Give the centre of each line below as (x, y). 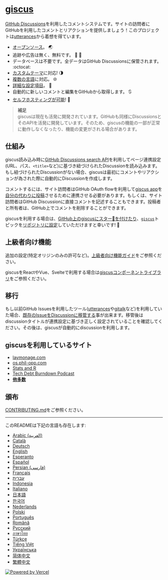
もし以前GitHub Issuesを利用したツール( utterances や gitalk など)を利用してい (84, 309)
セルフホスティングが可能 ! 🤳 (41, 100)
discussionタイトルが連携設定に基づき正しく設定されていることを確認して (82, 321)
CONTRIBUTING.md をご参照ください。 (45, 410)
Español (21, 462)
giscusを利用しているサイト (49, 345)
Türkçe (20, 539)
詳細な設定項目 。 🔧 (32, 85)
